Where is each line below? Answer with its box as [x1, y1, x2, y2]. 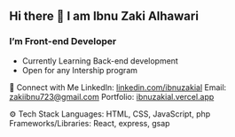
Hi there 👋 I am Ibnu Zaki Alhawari [9, 9, 200, 24]
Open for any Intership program [21, 65, 138, 75]
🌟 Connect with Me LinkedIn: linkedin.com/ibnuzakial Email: [9, 81, 227, 93]
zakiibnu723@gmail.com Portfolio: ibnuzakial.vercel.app [9, 91, 215, 102]
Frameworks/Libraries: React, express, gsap [9, 118, 170, 128]
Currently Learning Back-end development [21, 55, 179, 66]
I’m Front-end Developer [9, 35, 117, 48]
